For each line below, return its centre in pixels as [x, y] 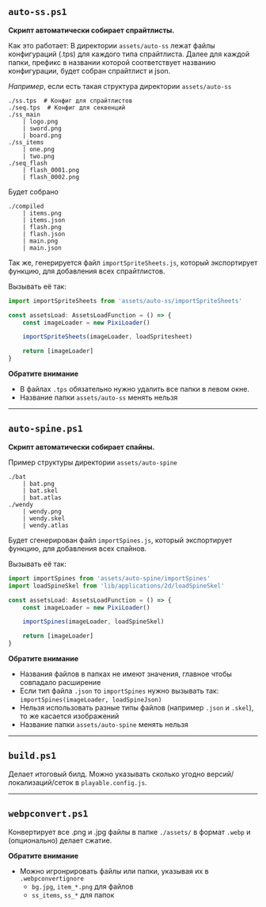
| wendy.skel [44, 519]
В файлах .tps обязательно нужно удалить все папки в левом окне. [134, 389]
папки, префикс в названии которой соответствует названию [112, 62]
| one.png [39, 149]
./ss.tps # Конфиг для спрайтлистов [70, 101]
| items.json [44, 220]
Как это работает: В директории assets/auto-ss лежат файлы [112, 45]
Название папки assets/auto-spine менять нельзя [104, 724]
